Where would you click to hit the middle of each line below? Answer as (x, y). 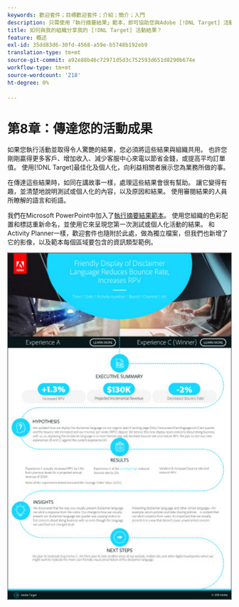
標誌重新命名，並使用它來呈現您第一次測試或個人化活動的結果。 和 (117, 224)
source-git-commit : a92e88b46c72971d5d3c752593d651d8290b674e (101, 61)
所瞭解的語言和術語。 (38, 200)
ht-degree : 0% (28, 83)
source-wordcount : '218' (44, 75)
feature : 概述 (27, 38)
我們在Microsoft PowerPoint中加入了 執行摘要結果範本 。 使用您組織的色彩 (115, 216)
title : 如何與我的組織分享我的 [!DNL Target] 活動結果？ (85, 30)
